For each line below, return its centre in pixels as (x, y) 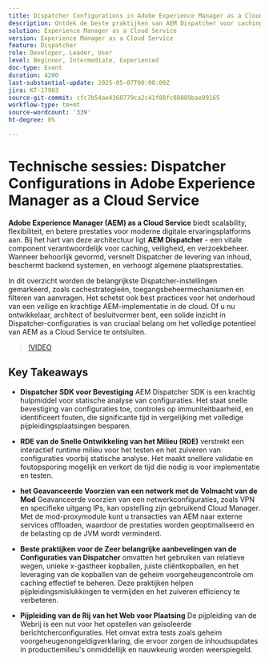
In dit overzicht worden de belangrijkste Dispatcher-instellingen (113, 280)
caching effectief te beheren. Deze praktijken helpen (106, 583)
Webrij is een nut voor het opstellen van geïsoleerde (106, 624)
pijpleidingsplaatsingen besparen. (76, 426)
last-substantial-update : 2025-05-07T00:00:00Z (89, 82)
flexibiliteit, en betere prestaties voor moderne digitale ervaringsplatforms (130, 231)
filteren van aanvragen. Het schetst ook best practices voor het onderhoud (132, 298)
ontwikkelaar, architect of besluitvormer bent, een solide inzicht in (117, 315)
